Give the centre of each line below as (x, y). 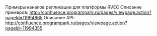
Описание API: (59, 18)
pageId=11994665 (24, 18)
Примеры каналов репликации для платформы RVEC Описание (73, 7)
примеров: (17, 12)
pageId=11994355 (24, 28)
